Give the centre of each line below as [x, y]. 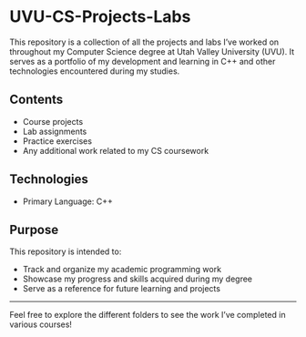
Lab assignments [55, 131]
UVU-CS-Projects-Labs [100, 17]
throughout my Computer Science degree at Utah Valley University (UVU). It [152, 51]
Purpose [34, 230]
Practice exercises [57, 141]
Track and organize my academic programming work [122, 270]
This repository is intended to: [66, 251]
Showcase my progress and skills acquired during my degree [138, 279]
